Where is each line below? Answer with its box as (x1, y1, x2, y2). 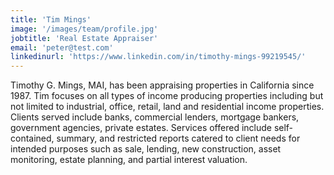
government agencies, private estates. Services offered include (10, 122, 272, 134)
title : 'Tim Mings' (10, 14, 92, 25)
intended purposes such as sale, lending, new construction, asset (10, 143, 282, 155)
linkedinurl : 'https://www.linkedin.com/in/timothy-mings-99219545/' (10, 52, 307, 62)
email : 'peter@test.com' (10, 42, 114, 53)
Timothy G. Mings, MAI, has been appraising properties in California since (10, 79, 315, 91)
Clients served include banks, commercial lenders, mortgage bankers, (10, 111, 300, 123)
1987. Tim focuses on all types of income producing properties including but (10, 90, 324, 102)
